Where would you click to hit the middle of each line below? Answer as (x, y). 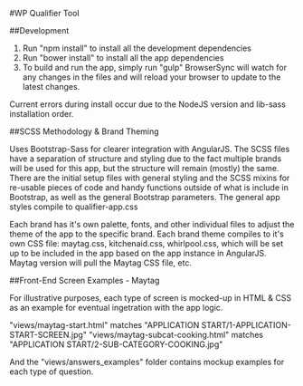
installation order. (42, 114)
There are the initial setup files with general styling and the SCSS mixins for (150, 178)
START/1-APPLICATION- (246, 325)
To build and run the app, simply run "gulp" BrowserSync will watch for (155, 68)
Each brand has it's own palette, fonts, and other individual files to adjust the (152, 224)
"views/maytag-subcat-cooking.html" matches (176, 335)
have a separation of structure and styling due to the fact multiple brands (146, 159)
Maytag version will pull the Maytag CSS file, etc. (101, 263)
